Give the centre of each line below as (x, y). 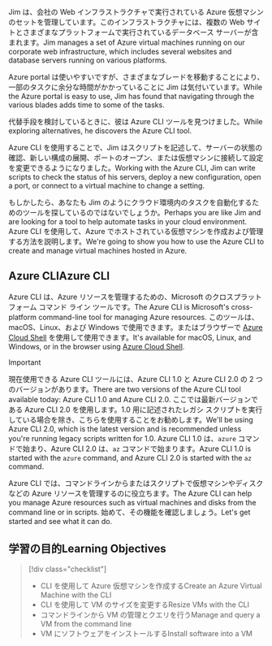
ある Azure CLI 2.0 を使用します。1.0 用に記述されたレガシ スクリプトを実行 (136, 410)
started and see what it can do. (60, 521)
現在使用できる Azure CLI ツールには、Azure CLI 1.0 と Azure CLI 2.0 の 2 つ (136, 379)
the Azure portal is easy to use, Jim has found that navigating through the (132, 96)
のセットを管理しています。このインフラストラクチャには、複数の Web (127, 22)
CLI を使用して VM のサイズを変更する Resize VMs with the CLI (145, 605)
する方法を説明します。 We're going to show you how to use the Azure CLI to (136, 241)
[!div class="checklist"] (67, 569)
